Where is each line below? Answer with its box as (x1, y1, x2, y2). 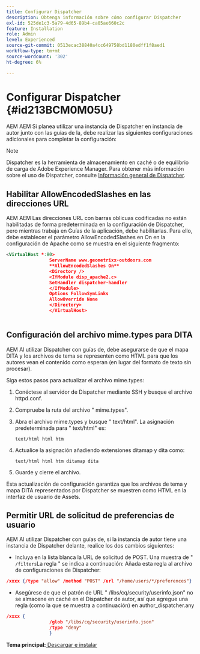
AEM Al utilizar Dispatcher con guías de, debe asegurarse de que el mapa (6, 346, 189, 353)
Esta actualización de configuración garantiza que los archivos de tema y (6, 480, 187, 487)
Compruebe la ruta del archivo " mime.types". (14, 406, 129, 414)
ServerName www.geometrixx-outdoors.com (49, 257, 152, 263)
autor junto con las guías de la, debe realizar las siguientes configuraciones (6, 129, 193, 136)
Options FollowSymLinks (49, 291, 109, 297)
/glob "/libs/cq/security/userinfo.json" (49, 619, 154, 625)
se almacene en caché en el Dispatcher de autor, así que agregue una (14, 596, 188, 603)
